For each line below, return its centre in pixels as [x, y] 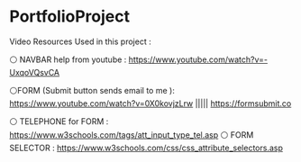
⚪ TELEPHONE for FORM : [59, 121]
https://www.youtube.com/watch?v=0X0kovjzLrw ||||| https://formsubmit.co [150, 103]
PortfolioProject [70, 17]
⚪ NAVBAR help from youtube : [68, 59]
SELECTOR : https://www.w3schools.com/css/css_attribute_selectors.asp [146, 148]
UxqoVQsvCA [35, 72]
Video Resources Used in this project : [80, 41]
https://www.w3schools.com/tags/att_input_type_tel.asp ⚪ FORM [132, 135]
